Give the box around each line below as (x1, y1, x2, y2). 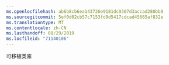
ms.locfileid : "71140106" (6, 36, 69, 42)
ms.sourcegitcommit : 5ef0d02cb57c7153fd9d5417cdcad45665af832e (6, 14, 164, 20)
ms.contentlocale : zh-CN (6, 25, 67, 31)
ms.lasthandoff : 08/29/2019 (6, 30, 75, 36)
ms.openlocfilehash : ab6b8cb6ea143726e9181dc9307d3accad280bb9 (6, 8, 164, 15)
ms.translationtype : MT (6, 19, 64, 25)
